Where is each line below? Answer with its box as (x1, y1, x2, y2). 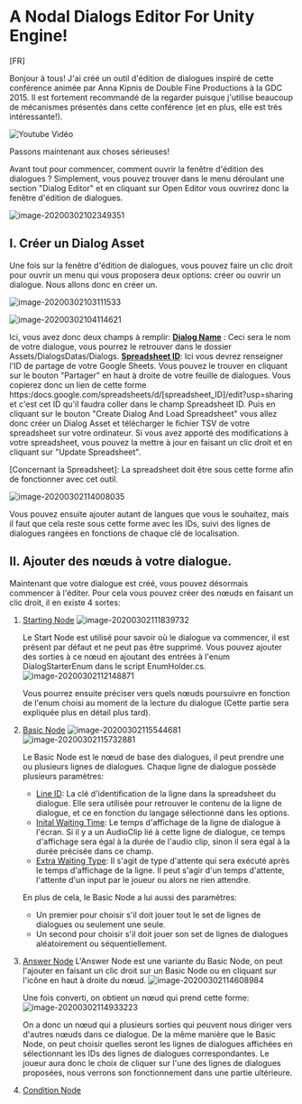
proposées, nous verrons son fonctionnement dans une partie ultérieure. (22, 1067, 293, 1078)
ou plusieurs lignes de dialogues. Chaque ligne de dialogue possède (22, 760, 277, 772)
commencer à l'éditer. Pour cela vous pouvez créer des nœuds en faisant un (9, 587, 294, 598)
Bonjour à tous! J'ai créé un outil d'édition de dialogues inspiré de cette (9, 72, 274, 83)
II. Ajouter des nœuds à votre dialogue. (9, 554, 233, 569)
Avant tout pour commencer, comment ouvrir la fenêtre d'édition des (9, 163, 264, 174)
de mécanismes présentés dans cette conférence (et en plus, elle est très (9, 101, 282, 112)
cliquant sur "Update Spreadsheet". (9, 446, 142, 457)
